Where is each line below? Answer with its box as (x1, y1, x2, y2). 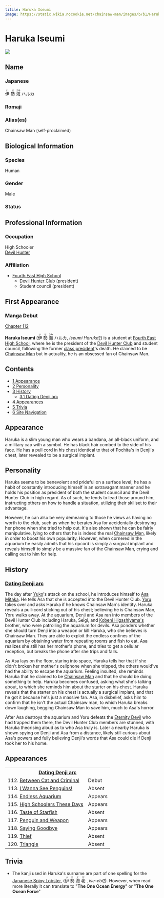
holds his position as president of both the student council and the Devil (5, 489, 150, 495)
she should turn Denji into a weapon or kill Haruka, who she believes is (5, 628, 147, 633)
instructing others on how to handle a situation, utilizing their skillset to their (5, 500, 157, 506)
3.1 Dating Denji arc (19, 393, 59, 399)
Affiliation (5, 262, 29, 268)
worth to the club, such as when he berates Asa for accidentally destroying (5, 520, 156, 526)
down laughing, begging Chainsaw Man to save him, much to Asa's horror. (5, 705, 155, 711)
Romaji (5, 103, 22, 110)
